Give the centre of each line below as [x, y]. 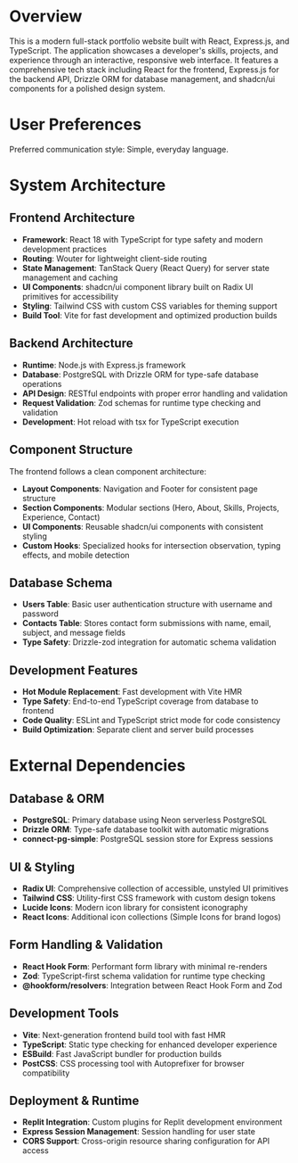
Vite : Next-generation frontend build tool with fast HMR [124, 1035]
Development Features [73, 670]
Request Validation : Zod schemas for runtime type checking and [141, 402]
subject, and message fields [74, 633]
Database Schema [61, 583]
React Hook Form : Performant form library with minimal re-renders [145, 966]
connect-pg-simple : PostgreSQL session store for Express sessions [148, 839]
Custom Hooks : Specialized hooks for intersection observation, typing [151, 545]
